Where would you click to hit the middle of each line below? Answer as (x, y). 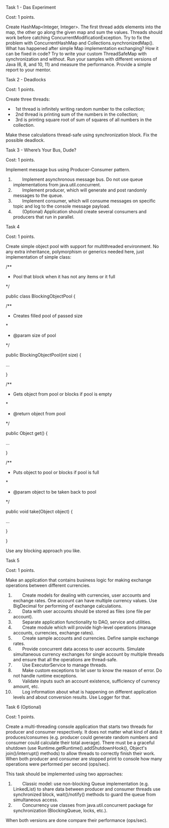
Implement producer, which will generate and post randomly (85, 190)
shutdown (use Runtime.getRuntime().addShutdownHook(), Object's (76, 748)
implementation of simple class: (39, 257)
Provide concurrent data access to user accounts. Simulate (83, 649)
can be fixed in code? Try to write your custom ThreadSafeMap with (76, 54)
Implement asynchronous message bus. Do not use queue (82, 179)
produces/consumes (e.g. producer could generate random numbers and (82, 737)
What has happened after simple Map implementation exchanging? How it (82, 48)
